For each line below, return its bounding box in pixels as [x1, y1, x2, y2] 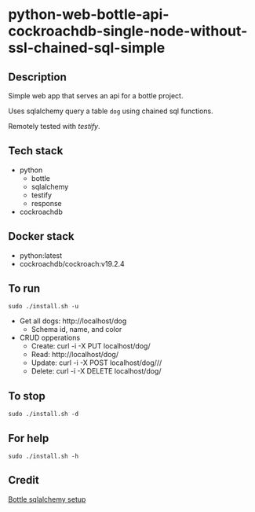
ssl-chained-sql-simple [8, 39, 166, 57]
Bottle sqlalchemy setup [8, 494, 86, 504]
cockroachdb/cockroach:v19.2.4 [19, 259, 126, 268]
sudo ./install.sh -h [8, 452, 79, 461]
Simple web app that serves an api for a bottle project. [8, 91, 184, 100]
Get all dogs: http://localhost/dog [19, 316, 127, 326]
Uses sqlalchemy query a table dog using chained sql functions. [8, 106, 213, 116]
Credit [8, 473, 39, 487]
